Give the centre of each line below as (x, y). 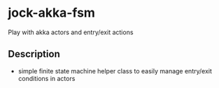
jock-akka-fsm (51, 13)
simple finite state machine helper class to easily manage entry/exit (115, 71)
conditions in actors (47, 78)
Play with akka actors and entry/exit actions (71, 32)
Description (34, 54)
